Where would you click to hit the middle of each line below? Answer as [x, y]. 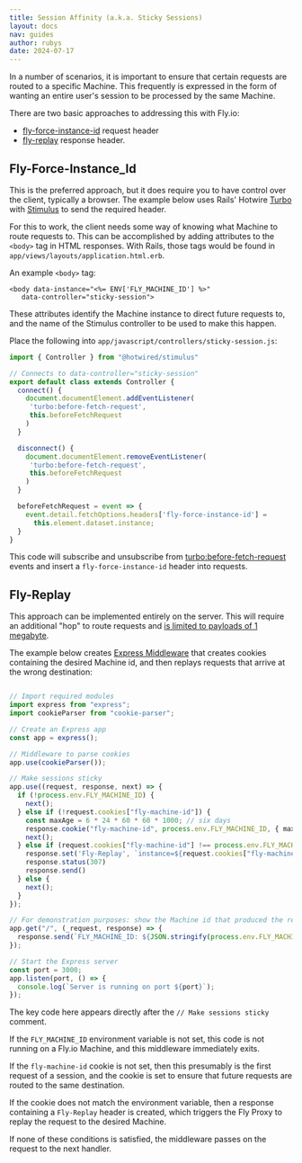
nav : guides [31, 34]
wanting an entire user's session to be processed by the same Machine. [142, 96]
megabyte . [29, 636]
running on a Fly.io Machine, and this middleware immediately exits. [135, 1049]
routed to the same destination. [67, 1086]
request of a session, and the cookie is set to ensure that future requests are [151, 1076]
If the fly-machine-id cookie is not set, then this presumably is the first [140, 1066]
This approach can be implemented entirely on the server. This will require [147, 616]
